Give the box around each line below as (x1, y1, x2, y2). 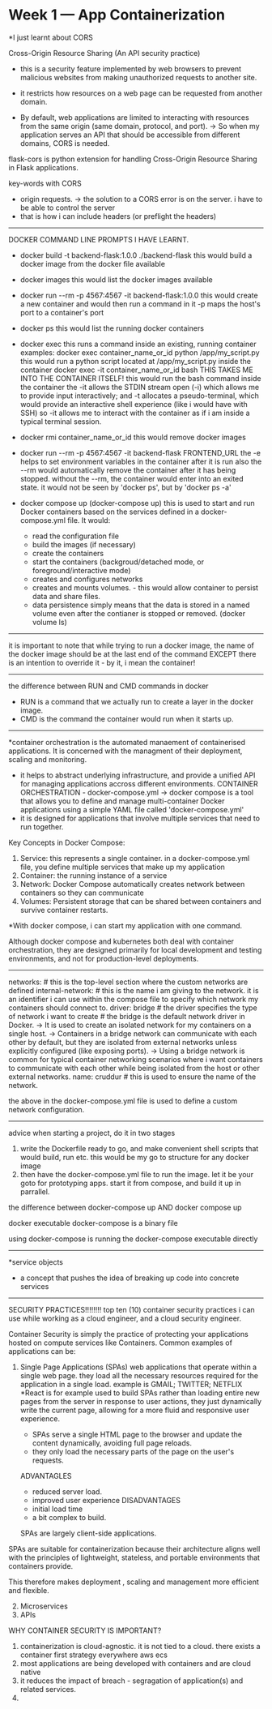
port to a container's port (19, 307, 104, 317)
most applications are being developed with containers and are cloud (19, 1658, 251, 1668)
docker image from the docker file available (19, 259, 166, 268)
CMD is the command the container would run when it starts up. (19, 713, 234, 723)
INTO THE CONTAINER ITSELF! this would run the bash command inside (19, 373, 261, 383)
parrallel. (19, 1186, 50, 1197)
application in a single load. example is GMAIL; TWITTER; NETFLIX (19, 1379, 243, 1389)
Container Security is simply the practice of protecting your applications (8, 1329, 249, 1339)
